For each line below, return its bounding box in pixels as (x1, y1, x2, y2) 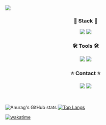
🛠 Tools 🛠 (72, 43, 99, 50)
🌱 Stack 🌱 (73, 17, 98, 24)
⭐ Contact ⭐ (70, 70, 101, 77)
